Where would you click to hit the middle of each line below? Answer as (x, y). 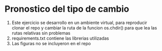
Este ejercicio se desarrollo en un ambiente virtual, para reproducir (79, 23)
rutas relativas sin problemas (41, 33)
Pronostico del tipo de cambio (67, 9)
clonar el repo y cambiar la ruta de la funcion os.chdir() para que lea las (84, 27)
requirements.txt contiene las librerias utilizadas (60, 38)
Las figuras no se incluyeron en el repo (51, 43)
